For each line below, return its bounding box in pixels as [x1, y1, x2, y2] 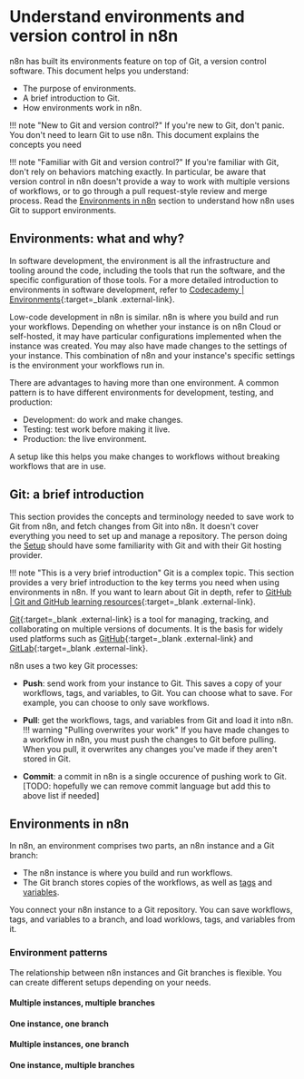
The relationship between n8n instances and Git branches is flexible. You [9, 966, 282, 977]
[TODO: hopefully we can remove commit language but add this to [22, 780, 270, 791]
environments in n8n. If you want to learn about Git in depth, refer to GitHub [9, 586, 292, 597]
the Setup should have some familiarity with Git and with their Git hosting [9, 540, 282, 551]
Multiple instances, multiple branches [9, 997, 156, 1008]
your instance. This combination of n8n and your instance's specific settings [9, 349, 296, 360]
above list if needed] [22, 790, 100, 800]
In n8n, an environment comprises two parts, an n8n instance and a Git [9, 840, 275, 851]
